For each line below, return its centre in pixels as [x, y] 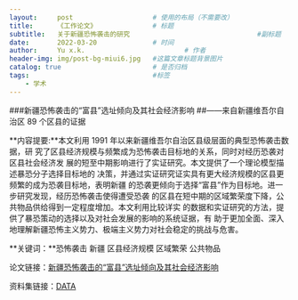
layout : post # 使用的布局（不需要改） [121, 17]
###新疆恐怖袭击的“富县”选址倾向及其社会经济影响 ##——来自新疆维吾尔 [143, 110]
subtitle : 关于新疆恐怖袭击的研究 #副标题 [145, 34]
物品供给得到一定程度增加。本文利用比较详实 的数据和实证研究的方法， [146, 207]
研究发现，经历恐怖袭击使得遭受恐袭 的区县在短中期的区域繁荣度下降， [146, 196]
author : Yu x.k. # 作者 [108, 51]
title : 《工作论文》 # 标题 [92, 26]
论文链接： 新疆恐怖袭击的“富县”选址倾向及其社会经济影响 [114, 267]
